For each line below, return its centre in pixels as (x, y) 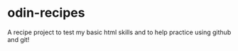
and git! (18, 39)
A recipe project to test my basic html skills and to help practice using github (119, 32)
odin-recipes (46, 13)
